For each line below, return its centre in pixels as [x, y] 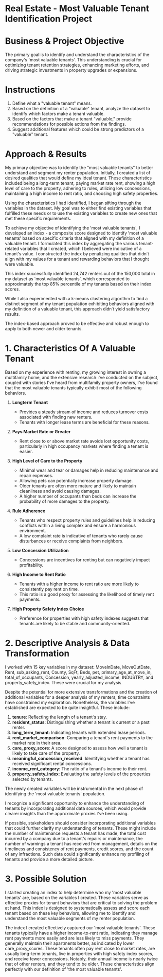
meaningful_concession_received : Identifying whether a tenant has [81, 758]
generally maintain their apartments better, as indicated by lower [70, 943]
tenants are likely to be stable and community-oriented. [75, 623]
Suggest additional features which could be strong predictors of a [78, 129]
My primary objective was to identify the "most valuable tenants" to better [79, 168]
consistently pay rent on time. [49, 589]
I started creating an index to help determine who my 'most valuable [73, 892]
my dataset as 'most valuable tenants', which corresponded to [67, 279]
